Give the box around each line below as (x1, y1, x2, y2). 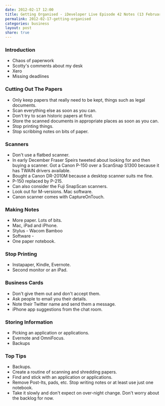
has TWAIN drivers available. (12, 167, 71, 173)
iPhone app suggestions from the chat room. (12, 306, 103, 312)
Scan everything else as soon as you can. (12, 107, 97, 113)
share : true (5, 30, 29, 35)
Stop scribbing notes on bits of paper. (12, 128, 89, 134)
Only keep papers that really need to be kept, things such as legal (12, 97, 145, 103)
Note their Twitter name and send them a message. (12, 301, 116, 307)
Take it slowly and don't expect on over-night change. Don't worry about (12, 390, 160, 396)
